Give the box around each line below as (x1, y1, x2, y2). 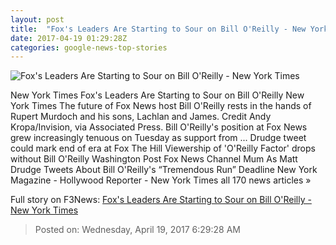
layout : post (10, 14, 65, 25)
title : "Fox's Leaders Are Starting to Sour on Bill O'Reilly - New (10, 24, 307, 34)
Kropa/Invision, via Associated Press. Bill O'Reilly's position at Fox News (10, 121, 308, 133)
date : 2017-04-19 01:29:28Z (10, 33, 128, 43)
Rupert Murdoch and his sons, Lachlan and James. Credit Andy (10, 111, 272, 123)
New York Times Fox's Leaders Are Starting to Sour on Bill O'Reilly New (10, 89, 305, 101)
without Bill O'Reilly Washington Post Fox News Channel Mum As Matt (10, 153, 298, 165)
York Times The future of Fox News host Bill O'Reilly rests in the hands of (10, 100, 312, 112)
